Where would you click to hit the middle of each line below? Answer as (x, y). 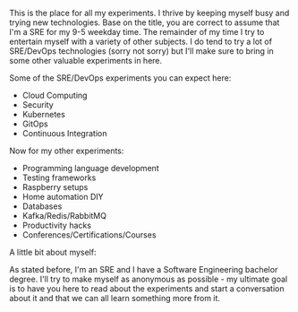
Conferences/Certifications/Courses (89, 235)
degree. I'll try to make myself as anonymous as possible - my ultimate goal (149, 279)
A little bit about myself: (53, 252)
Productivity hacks (57, 225)
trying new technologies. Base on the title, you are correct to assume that (145, 22)
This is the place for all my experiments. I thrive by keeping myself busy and (149, 13)
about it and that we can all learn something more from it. (115, 298)
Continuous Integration (64, 133)
